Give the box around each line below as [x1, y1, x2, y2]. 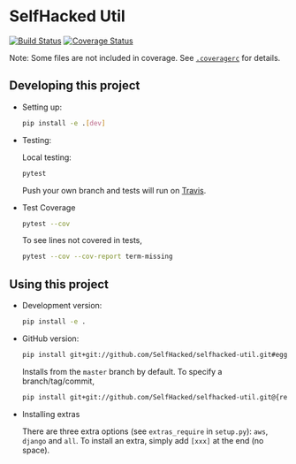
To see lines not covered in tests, [21, 235, 143, 246]
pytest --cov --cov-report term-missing [21, 252, 173, 262]
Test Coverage [21, 202, 76, 213]
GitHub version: [21, 333, 80, 344]
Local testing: [21, 152, 72, 163]
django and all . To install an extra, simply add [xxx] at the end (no [21, 435, 264, 445]
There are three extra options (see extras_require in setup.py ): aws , [21, 426, 269, 437]
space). [21, 445, 50, 455]
